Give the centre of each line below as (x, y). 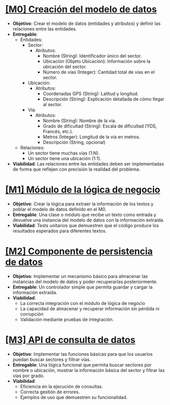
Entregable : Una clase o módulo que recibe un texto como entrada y (84, 214)
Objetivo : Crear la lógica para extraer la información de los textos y (83, 204)
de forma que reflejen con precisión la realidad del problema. (76, 169)
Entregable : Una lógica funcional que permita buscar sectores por (82, 365)
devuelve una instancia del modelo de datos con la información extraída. (89, 220)
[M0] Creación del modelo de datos (81, 9)
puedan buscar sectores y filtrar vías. (52, 359)
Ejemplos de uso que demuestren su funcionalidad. (74, 397)
